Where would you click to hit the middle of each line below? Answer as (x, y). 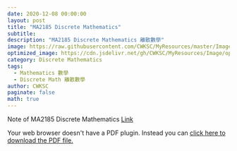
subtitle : (22, 34)
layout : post (26, 20)
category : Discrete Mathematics (55, 60)
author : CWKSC (28, 86)
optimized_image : (33, 54)
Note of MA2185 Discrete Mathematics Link (71, 119)
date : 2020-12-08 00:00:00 (47, 14)
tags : (15, 66)
